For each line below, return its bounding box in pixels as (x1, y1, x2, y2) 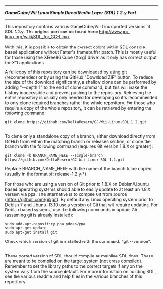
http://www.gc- (99, 29, 130, 34)
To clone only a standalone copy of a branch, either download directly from (5, 133, 156, 139)
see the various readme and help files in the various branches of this (5, 273, 142, 279)
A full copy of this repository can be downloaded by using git (5, 69, 127, 75)
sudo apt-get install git (5, 230, 57, 235)
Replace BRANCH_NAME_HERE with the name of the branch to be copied (5, 166, 152, 171)
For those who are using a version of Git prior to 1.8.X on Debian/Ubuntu (5, 181, 149, 187)
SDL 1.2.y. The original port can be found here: (5, 29, 98, 34)
